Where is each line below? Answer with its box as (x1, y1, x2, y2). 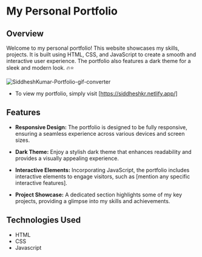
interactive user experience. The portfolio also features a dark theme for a (6, 58, 191, 64)
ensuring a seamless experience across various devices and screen (15, 130, 185, 137)
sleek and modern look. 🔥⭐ (6, 64, 75, 71)
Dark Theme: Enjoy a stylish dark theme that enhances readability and (15, 148, 192, 155)
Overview (6, 28, 44, 39)
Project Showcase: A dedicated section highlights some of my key (15, 191, 183, 198)
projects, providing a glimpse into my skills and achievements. (15, 197, 170, 204)
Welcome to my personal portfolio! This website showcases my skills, (6, 44, 180, 52)
